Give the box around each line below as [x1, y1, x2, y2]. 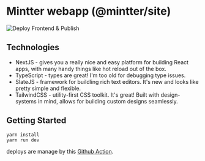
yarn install [6, 132, 40, 138]
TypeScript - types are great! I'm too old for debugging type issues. [15, 72, 186, 79]
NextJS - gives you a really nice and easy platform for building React [15, 58, 188, 66]
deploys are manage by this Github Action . [6, 148, 114, 155]
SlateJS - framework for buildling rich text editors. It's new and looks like [15, 78, 199, 85]
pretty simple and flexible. [15, 84, 81, 92]
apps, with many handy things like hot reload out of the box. [15, 65, 167, 72]
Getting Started [6, 115, 67, 126]
